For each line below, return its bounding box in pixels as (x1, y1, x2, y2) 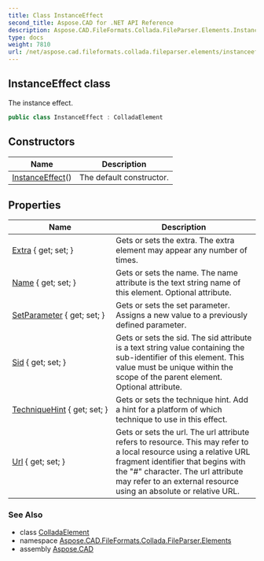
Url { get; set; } (12, 456, 65, 467)
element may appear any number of (115, 245, 247, 256)
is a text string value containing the (115, 342, 245, 353)
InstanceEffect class (8, 77, 112, 90)
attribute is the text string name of (115, 277, 241, 288)
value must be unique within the (115, 362, 233, 373)
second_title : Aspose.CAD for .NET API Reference (8, 19, 174, 27)
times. (115, 255, 139, 266)
